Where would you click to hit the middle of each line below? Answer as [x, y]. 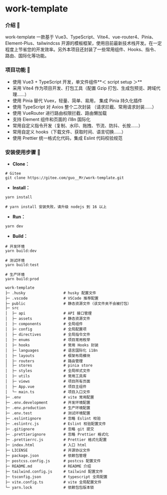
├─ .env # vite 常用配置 [49, 398]
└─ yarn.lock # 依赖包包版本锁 [49, 488]
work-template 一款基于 [29, 37]
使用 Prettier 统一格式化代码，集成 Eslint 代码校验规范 [67, 138]
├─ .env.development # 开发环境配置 [48, 403]
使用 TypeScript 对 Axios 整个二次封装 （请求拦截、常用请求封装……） [84, 107]
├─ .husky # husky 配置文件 [51, 293]
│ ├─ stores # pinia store [49, 366]
